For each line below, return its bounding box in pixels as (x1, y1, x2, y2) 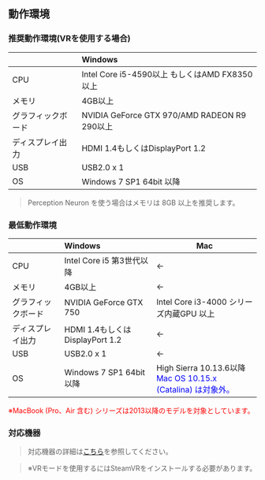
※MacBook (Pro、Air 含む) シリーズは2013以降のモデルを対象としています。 (8, 405, 255, 415)
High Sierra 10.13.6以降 (156, 362, 246, 373)
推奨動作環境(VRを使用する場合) (8, 33, 131, 44)
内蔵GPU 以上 (164, 308, 215, 319)
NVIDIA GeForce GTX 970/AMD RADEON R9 (81, 110, 247, 121)
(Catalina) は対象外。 (156, 384, 235, 395)
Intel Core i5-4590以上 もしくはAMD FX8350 (81, 69, 253, 80)
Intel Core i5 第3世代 (64, 255, 140, 266)
